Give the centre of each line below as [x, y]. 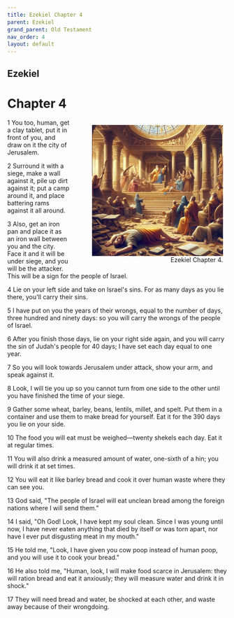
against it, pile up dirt [38, 181]
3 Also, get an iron [34, 224]
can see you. [26, 487]
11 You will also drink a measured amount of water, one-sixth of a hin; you [113, 459]
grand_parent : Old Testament [50, 29]
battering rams [29, 203]
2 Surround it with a [36, 166]
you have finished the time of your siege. [66, 396]
